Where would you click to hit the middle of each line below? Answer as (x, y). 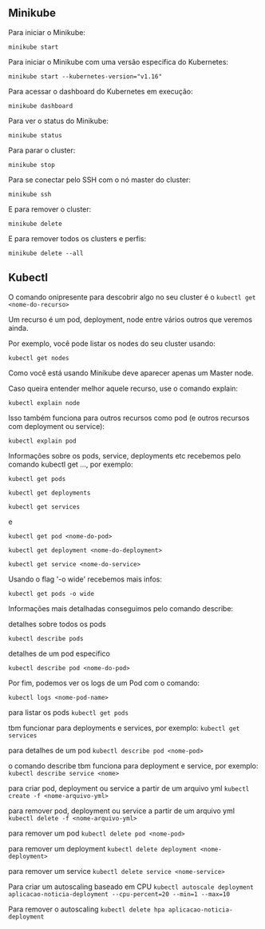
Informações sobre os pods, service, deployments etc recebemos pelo (125, 455)
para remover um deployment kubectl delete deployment (103, 848)
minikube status (35, 135)
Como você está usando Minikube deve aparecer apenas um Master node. (131, 373)
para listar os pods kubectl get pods (69, 712)
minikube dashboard (41, 106)
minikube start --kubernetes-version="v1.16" (85, 76)
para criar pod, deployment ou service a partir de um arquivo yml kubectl (129, 788)
